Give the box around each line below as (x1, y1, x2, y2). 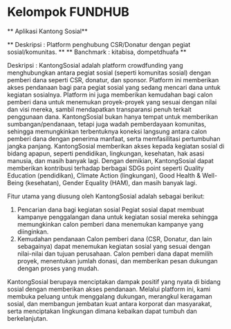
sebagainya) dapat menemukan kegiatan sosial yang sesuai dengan (17, 242, 211, 250)
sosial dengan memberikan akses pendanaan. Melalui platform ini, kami (7, 285, 211, 293)
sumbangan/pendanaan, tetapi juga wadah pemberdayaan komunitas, (7, 120, 206, 128)
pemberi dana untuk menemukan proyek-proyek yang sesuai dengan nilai (7, 97, 217, 106)
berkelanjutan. (7, 314, 48, 322)
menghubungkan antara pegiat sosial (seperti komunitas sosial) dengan (7, 68, 212, 77)
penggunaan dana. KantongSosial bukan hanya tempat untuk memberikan (7, 112, 219, 121)
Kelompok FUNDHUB (7, 4, 130, 20)
